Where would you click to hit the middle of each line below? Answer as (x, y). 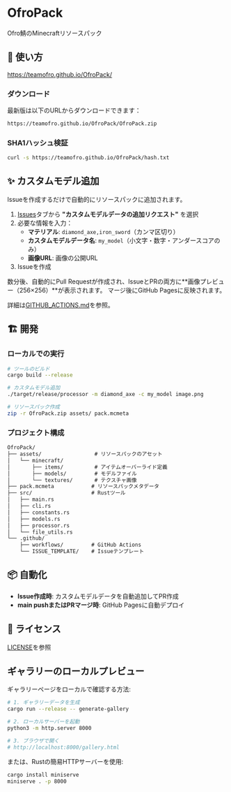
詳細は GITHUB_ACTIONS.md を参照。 (61, 305)
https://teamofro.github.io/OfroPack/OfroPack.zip (82, 124)
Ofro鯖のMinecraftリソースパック (55, 33)
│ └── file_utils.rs (40, 532)
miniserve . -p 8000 (37, 781)
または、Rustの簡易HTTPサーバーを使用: (65, 761)
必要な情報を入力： (45, 223)
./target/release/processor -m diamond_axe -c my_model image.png (105, 395)
